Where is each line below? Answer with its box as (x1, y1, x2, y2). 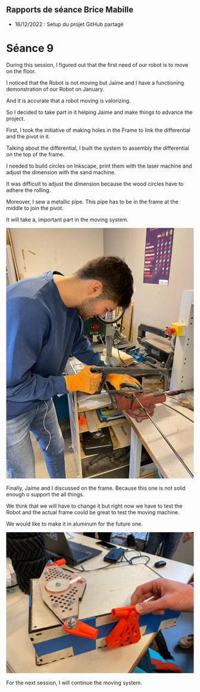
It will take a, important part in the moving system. (6, 216, 129, 223)
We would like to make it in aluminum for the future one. (6, 520, 143, 527)
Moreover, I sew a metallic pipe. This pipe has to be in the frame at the (6, 198, 179, 205)
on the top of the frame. (6, 150, 65, 157)
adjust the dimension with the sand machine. (6, 168, 116, 175)
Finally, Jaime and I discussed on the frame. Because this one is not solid (6, 484, 186, 492)
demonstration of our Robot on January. (6, 85, 105, 92)
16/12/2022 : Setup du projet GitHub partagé (14, 20, 124, 27)
